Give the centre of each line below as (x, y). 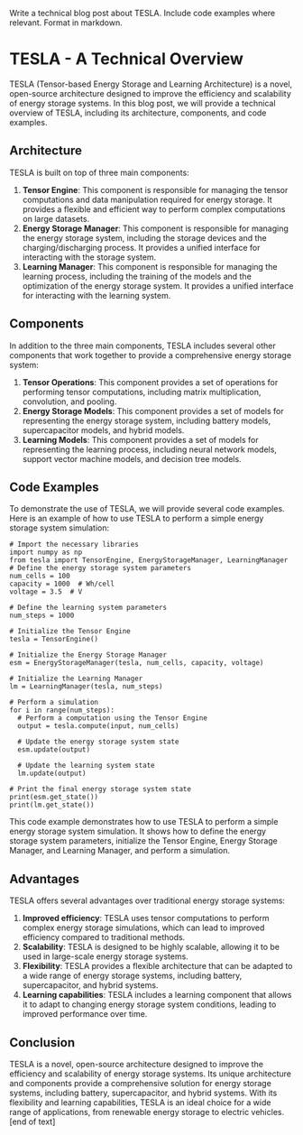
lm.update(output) (52, 774)
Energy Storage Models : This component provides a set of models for (153, 411)
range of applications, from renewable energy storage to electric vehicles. (147, 1112)
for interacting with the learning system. (96, 295)
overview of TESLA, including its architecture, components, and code (138, 113)
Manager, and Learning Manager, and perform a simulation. (119, 851)
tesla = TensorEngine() (54, 640)
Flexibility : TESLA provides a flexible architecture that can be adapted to (157, 966)
